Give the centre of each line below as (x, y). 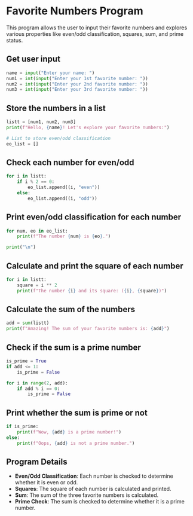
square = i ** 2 (37, 285)
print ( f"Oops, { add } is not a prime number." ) (76, 443)
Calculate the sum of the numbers (71, 309)
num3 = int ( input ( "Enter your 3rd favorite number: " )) (77, 90)
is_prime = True (26, 361)
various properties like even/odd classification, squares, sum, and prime (95, 33)
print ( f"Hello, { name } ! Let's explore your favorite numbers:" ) (88, 127)
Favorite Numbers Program (75, 11)
